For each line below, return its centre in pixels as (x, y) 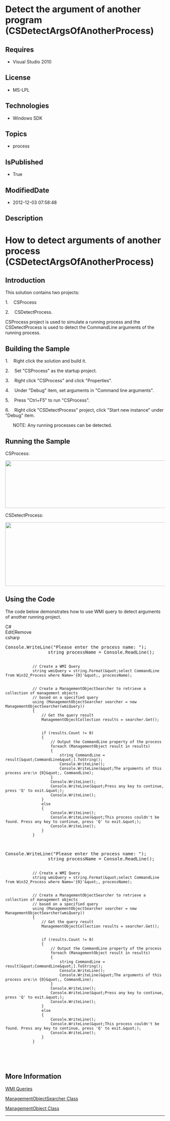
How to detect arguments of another (83, 240)
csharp (13, 637)
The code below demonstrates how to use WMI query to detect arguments (83, 611)
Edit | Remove (18, 632)
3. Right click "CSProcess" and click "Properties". (59, 381)
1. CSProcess (21, 302)
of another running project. (33, 617)
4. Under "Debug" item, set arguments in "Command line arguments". (80, 390)
